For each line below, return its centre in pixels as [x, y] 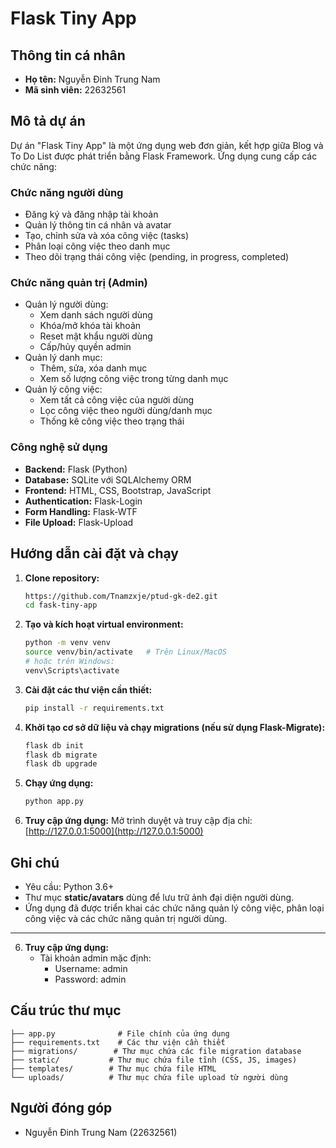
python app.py [54, 802]
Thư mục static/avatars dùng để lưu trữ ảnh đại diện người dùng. [159, 897]
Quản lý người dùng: [66, 304]
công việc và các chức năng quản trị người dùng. [126, 918]
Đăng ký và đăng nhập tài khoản [91, 214]
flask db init [54, 745]
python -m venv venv [67, 643]
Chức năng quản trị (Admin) [79, 283]
